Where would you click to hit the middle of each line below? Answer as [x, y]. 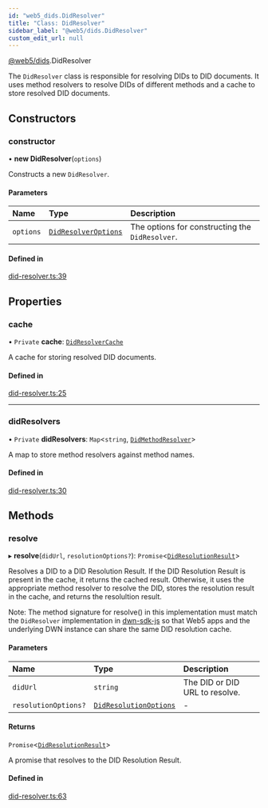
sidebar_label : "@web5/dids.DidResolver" [78, 30]
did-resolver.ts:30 [37, 490]
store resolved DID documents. [59, 94]
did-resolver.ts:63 [37, 796]
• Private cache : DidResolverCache [66, 342]
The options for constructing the [191, 227]
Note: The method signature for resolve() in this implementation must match [133, 612]
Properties [35, 301]
